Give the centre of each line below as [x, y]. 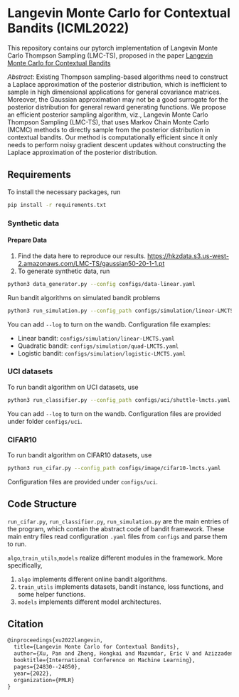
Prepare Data [27, 240]
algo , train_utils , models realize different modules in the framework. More [115, 558]
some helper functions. [52, 594]
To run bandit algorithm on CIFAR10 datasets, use [80, 455]
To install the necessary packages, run [64, 192]
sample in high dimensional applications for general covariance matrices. [115, 92]
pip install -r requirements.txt [57, 205]
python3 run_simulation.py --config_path [70, 311]
